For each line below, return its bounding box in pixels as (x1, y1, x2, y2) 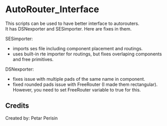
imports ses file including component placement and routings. (12, 45, 143, 51)
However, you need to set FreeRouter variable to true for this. (12, 86, 141, 92)
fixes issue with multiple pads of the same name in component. (12, 76, 146, 82)
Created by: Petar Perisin (5, 115, 58, 121)
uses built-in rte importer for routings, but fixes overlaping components (12, 51, 162, 57)
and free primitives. (12, 56, 54, 62)
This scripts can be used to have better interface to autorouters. (5, 20, 140, 26)
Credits (5, 102, 30, 110)
